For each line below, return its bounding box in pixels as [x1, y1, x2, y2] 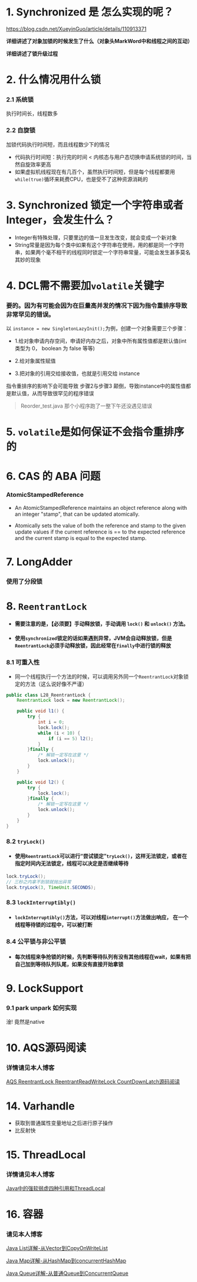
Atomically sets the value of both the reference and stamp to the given [14, 522, 186, 529]
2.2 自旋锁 [6, 126, 36, 135]
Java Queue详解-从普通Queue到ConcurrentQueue [6, 1270, 129, 1277]
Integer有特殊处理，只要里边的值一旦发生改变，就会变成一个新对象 [14, 234, 177, 241]
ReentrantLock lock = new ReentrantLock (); [17, 698, 126, 704]
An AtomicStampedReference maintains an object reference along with [14, 504, 188, 511]
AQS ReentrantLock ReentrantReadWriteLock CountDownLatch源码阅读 [6, 1078, 180, 1085]
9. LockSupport [6, 981, 84, 995]
